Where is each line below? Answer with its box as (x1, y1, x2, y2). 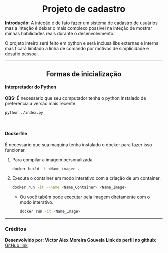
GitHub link (5, 242, 28, 248)
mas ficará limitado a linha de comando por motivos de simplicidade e (5, 45, 149, 51)
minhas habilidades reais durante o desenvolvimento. (5, 30, 115, 36)
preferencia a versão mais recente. (5, 100, 77, 106)
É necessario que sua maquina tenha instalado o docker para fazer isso (5, 141, 152, 148)
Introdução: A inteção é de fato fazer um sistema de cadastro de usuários (5, 20, 158, 26)
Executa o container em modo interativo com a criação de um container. (12, 175, 161, 181)
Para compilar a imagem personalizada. (12, 156, 94, 163)
